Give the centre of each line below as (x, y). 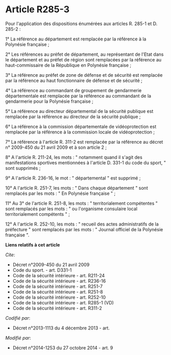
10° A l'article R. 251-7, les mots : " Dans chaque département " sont (77, 188)
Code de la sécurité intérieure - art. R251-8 (58, 292)
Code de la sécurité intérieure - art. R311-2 (57, 308)
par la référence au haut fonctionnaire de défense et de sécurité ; (74, 80)
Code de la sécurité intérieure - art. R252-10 (59, 297)
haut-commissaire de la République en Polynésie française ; (68, 65)
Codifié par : (18, 318)
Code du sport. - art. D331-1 (42, 270)
